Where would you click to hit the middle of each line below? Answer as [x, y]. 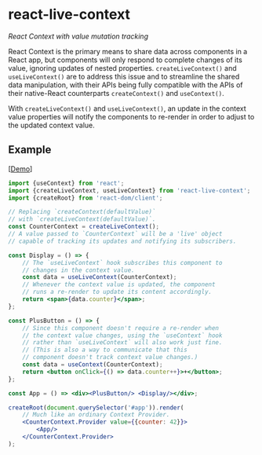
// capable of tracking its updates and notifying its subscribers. [122, 241]
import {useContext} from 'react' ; [66, 183]
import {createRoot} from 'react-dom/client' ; [86, 198]
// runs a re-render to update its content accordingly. [117, 292]
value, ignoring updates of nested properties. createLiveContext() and [122, 68]
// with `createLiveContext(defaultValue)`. [82, 219]
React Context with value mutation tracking [78, 36]
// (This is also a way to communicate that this [105, 350]
